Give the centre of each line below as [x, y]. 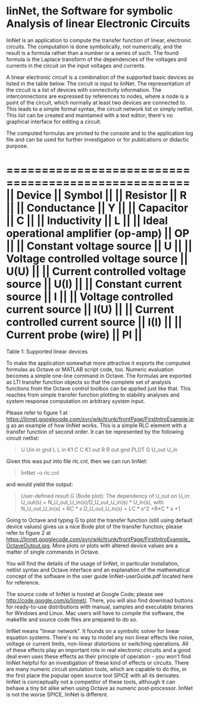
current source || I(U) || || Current [90, 310]
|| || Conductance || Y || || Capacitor [97, 208]
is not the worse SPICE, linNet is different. [57, 694]
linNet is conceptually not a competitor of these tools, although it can [91, 681]
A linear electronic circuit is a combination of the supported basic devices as [100, 77]
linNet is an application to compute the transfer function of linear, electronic [99, 40]
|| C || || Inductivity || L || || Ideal [87, 221]
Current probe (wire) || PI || [74, 335]
